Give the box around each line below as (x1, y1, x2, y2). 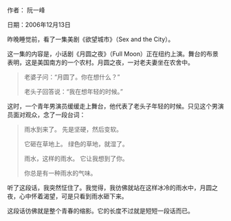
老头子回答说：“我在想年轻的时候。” (23, 88, 124, 95)
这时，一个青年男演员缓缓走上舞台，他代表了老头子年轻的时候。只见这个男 (7, 102, 218, 110)
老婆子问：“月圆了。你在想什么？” (23, 73, 120, 81)
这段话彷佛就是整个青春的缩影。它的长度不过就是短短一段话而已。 (7, 207, 194, 215)
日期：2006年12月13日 (7, 21, 71, 29)
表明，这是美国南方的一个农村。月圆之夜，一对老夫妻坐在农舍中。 (7, 58, 194, 67)
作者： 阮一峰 (7, 6, 45, 14)
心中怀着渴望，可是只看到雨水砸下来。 (19, 192, 128, 200)
